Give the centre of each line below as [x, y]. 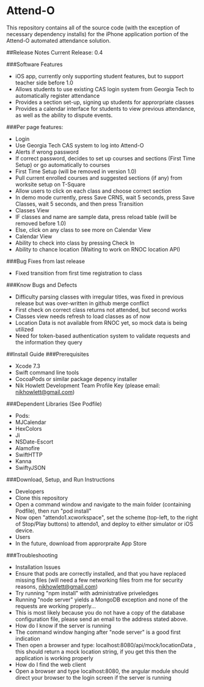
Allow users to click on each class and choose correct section [93, 191]
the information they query [49, 342]
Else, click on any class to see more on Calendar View [83, 229]
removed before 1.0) [40, 223]
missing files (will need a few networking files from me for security [99, 580]
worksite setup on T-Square [50, 184]
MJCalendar [31, 422]
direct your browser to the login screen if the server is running [93, 677]
